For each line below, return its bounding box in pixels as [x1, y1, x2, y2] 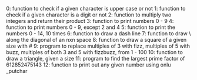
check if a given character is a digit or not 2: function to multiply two [6, 11, 172, 18]
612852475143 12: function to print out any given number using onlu [6, 61, 171, 68]
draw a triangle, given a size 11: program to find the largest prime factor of [6, 55, 185, 62]
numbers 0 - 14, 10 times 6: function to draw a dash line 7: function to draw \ [6, 30, 191, 37]
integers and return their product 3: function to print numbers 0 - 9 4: [6, 18, 174, 24]
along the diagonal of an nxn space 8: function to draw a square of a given [6, 36, 187, 43]
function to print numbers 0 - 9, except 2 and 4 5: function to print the [6, 24, 175, 31]
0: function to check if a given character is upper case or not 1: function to [6, 5, 186, 12]
